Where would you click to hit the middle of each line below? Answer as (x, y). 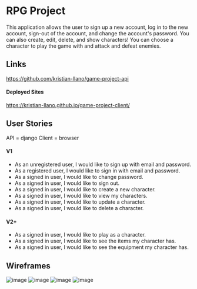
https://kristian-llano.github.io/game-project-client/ (68, 105)
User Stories (29, 124)
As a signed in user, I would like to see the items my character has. (95, 241)
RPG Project (36, 11)
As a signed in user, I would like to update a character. (80, 202)
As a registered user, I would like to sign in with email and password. (97, 170)
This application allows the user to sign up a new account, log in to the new (97, 27)
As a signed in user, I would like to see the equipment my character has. (102, 247)
